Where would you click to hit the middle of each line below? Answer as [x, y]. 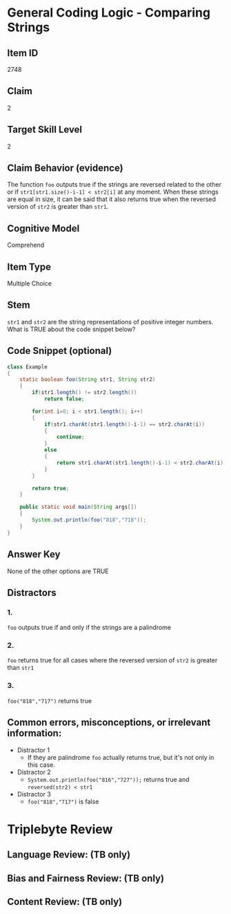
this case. [41, 765]
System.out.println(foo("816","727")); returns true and [108, 779]
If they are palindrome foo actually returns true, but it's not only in [121, 757]
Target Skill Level [45, 130]
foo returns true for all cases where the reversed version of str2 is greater [112, 660]
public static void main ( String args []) [78, 507]
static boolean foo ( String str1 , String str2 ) [88, 380]
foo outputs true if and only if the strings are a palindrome [89, 628]
